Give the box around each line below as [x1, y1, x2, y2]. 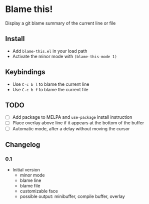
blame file [19, 183, 40, 189]
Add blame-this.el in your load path [12, 48, 87, 54]
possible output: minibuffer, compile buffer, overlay [19, 193, 125, 199]
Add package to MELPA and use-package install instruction [12, 114, 132, 120]
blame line [19, 177, 41, 183]
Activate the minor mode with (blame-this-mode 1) [12, 53, 117, 59]
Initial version [12, 167, 40, 173]
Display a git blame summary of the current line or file [5, 20, 116, 26]
